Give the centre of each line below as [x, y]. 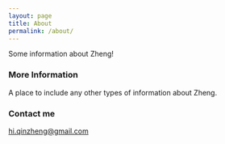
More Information [43, 75]
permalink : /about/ [41, 31]
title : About [30, 23]
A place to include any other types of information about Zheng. [113, 92]
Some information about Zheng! [61, 54]
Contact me [32, 113]
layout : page [30, 16]
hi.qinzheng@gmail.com [48, 131]
